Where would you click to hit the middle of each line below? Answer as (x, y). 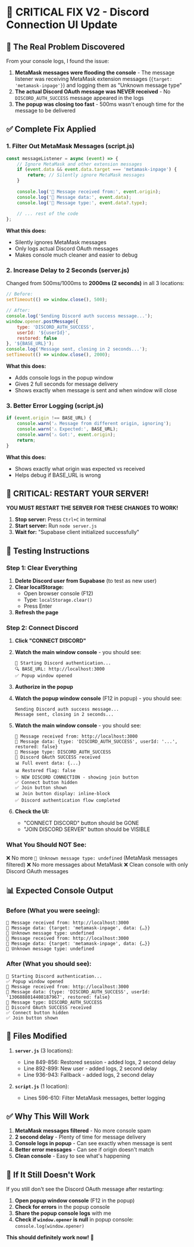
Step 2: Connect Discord (42, 628)
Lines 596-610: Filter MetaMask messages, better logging (94, 1098)
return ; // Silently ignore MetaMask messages (86, 175)
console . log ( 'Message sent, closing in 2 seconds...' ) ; (77, 349)
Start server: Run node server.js (56, 526)
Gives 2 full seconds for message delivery (66, 384)
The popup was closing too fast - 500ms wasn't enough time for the (99, 104)
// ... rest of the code (48, 214)
